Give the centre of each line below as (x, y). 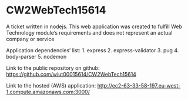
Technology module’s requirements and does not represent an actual (89, 32)
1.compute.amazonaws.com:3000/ (48, 92)
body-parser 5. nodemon (36, 56)
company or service (30, 39)
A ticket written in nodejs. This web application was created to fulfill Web (94, 26)
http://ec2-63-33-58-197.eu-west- (139, 85)
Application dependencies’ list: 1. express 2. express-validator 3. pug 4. (93, 50)
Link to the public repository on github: (53, 68)
